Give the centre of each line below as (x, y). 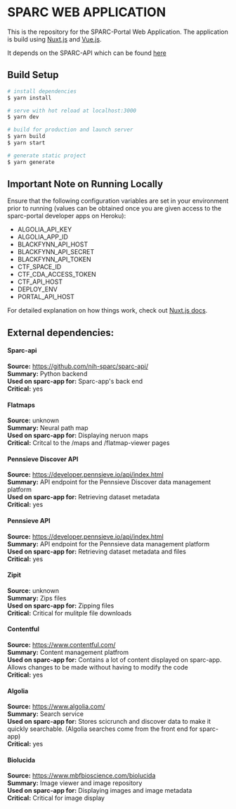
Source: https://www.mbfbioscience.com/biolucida (81, 776)
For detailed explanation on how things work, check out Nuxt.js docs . (107, 311)
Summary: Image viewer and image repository (75, 783)
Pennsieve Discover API (43, 459)
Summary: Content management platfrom (68, 653)
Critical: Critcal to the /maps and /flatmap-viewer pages (88, 443)
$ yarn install (29, 98)
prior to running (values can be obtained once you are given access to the (114, 208)
